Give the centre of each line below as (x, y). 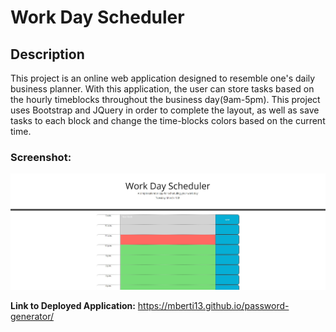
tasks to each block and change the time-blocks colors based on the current (168, 120)
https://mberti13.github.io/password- (213, 305)
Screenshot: (41, 157)
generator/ (32, 316)
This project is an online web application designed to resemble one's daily (163, 78)
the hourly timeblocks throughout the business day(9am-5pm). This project (165, 99)
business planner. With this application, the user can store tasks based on (162, 89)
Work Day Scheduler (97, 17)
